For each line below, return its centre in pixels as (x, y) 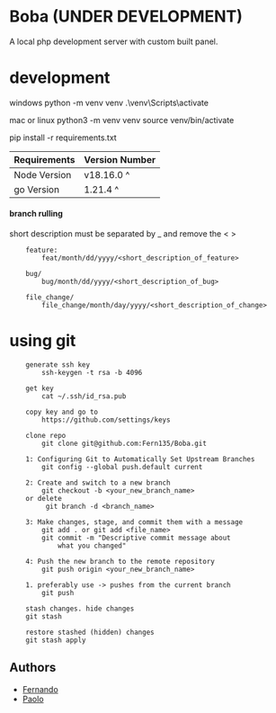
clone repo (46, 436)
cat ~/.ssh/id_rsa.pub (84, 397)
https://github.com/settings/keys (106, 420)
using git (43, 341)
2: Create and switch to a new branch (98, 483)
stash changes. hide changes (80, 609)
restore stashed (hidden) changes (90, 633)
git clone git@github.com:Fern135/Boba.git (124, 444)
